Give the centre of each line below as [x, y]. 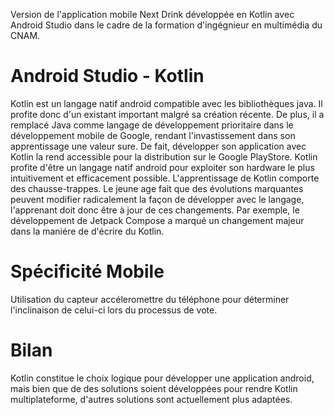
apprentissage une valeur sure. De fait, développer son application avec [158, 146]
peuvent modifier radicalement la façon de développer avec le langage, [157, 199]
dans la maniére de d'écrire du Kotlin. [87, 231]
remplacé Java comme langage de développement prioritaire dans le [152, 125]
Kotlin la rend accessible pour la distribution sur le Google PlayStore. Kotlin [164, 156]
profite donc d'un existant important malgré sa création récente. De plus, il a [167, 114]
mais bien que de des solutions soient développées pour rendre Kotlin [154, 388]
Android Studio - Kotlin [107, 76]
